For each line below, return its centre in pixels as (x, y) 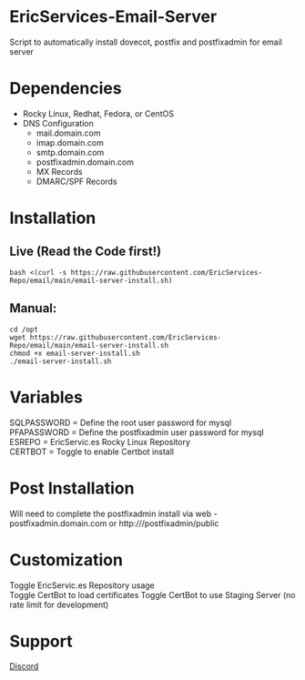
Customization (66, 559)
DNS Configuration (58, 123)
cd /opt (24, 330)
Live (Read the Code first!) (86, 252)
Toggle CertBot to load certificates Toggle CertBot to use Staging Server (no (152, 594)
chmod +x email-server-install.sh (75, 353)
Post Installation (72, 488)
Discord (24, 666)
